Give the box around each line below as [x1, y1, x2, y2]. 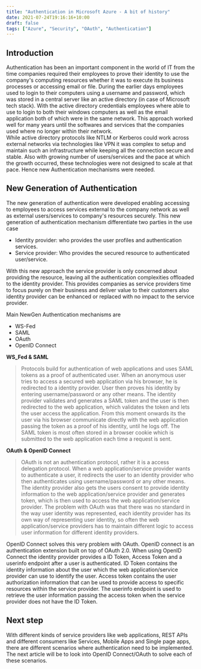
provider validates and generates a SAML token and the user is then [20, 397, 189, 404]
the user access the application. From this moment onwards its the [20, 409, 186, 417]
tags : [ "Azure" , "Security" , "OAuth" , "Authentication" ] [6, 25, 152, 32]
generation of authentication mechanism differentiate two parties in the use [6, 218, 193, 225]
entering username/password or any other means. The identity [20, 390, 176, 397]
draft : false [6, 20, 39, 26]
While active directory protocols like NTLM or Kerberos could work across [6, 134, 190, 141]
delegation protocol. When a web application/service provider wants [20, 465, 191, 472]
